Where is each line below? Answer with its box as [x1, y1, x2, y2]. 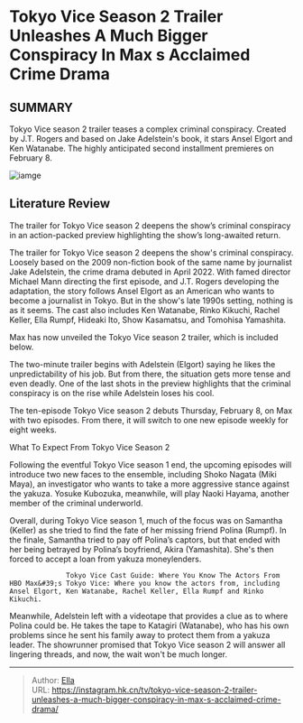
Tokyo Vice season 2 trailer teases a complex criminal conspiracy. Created [9, 124, 287, 134]
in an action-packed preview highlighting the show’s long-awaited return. [9, 229, 281, 240]
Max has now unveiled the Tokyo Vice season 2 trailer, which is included [9, 331, 279, 342]
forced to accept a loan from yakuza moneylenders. [9, 553, 202, 564]
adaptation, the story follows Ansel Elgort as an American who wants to [9, 285, 275, 296]
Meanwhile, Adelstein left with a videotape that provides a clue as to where [9, 610, 289, 621]
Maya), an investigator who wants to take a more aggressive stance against [9, 478, 290, 489]
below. [9, 341, 34, 352]
